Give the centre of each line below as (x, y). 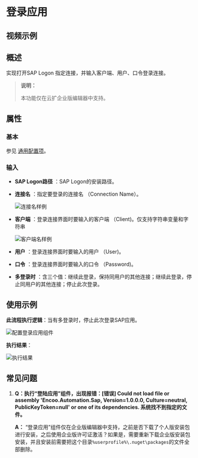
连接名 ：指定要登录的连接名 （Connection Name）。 (78, 194)
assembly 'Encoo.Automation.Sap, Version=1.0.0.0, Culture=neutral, (101, 400)
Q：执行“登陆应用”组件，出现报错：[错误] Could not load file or (92, 393)
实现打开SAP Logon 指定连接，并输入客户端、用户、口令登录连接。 (88, 73)
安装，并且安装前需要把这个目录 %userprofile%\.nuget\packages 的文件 (99, 442)
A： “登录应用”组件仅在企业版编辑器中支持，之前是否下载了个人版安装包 (102, 427)
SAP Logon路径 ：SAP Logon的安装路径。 (66, 181)
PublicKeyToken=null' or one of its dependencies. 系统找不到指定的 (98, 407)
